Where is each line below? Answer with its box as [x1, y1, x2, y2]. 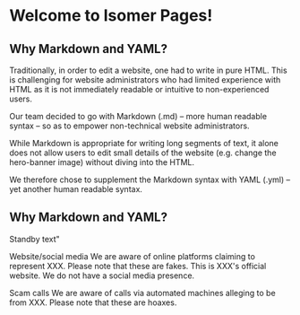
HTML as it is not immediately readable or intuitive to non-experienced [9, 84, 270, 94]
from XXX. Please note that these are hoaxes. [9, 297, 177, 308]
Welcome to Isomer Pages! [9, 5, 213, 26]
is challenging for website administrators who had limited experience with [9, 74, 281, 85]
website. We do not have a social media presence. [9, 270, 195, 281]
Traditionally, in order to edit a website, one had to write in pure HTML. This [9, 65, 288, 75]
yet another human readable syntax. [9, 184, 143, 194]
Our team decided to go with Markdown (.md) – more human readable [9, 111, 267, 121]
